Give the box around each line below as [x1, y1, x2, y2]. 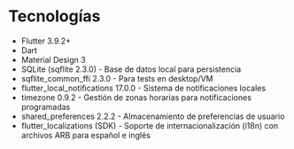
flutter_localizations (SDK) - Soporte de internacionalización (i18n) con [20, 120, 279, 130]
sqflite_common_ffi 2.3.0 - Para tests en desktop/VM [20, 73, 213, 83]
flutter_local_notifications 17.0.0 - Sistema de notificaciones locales [20, 82, 267, 93]
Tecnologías [8, 6, 101, 27]
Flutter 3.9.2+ [20, 35, 72, 46]
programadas [20, 101, 71, 112]
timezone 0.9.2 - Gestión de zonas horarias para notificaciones [20, 91, 251, 103]
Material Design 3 [20, 54, 86, 65]
